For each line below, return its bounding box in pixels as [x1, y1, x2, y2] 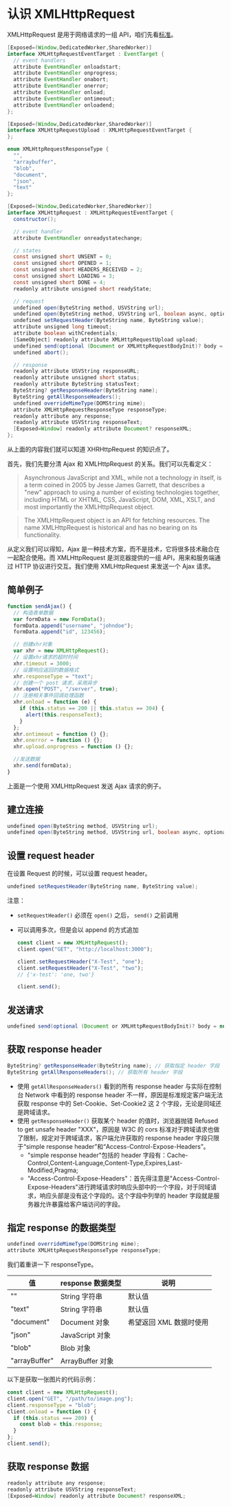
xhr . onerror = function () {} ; [13, 737, 103, 744]
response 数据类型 [60, 1278, 122, 1288]
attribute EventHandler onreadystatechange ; [13, 235, 143, 242]
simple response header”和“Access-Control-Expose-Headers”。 [25, 1142, 210, 1150]
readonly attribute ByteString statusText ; [13, 381, 140, 388]
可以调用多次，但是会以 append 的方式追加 [16, 926, 139, 933]
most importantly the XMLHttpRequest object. [23, 503, 155, 511]
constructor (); [13, 215, 57, 222]
